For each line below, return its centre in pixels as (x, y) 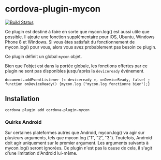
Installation (22, 99)
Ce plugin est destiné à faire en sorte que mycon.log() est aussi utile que (77, 31)
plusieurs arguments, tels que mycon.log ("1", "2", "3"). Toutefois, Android (79, 138)
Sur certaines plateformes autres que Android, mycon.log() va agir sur (75, 133)
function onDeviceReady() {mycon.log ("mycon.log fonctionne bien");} (78, 84)
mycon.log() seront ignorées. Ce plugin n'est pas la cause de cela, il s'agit (79, 148)
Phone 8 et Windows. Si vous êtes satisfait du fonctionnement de (70, 42)
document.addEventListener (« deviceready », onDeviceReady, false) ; (78, 80)
